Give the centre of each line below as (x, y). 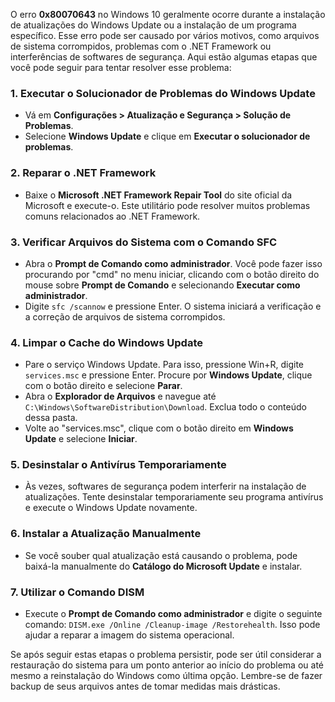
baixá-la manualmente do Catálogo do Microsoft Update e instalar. (163, 566)
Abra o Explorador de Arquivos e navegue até (120, 396)
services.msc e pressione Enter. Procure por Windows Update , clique (168, 375)
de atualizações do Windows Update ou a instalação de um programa (153, 25)
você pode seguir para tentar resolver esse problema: (121, 67)
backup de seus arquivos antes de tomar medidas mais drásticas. (145, 686)
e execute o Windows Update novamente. (111, 508)
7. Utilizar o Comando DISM (77, 592)
